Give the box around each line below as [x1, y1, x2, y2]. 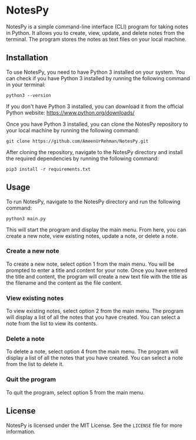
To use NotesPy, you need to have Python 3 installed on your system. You [6, 69, 185, 76]
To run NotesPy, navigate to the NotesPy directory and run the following [6, 198, 181, 205]
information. [6, 428, 36, 435]
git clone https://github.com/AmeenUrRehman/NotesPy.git [6, 138, 149, 144]
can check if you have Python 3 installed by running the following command [6, 74, 190, 82]
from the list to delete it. [6, 361, 64, 368]
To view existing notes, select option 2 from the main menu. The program [6, 308, 184, 315]
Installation [6, 53, 48, 63]
